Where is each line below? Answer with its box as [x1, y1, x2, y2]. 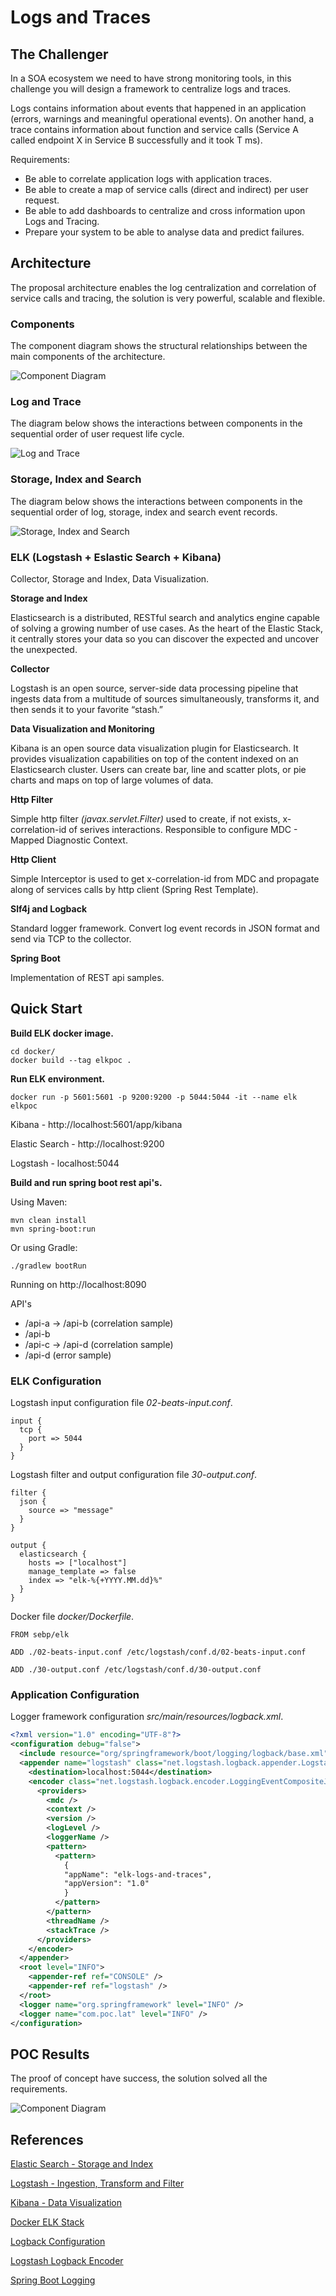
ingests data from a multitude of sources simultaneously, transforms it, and [10, 693, 320, 705]
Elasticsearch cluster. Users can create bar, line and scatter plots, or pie [10, 764, 307, 775]
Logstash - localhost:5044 [10, 1157, 120, 1169]
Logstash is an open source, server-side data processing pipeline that [10, 682, 299, 694]
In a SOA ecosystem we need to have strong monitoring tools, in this [10, 72, 292, 84]
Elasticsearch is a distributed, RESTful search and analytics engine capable [10, 612, 320, 623]
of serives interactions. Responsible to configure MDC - [68, 824, 298, 835]
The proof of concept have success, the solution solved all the [10, 2072, 268, 2085]
